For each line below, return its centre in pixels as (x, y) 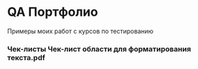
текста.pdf (26, 57)
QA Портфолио (53, 12)
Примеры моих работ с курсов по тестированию (81, 31)
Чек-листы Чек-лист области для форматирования (99, 49)
